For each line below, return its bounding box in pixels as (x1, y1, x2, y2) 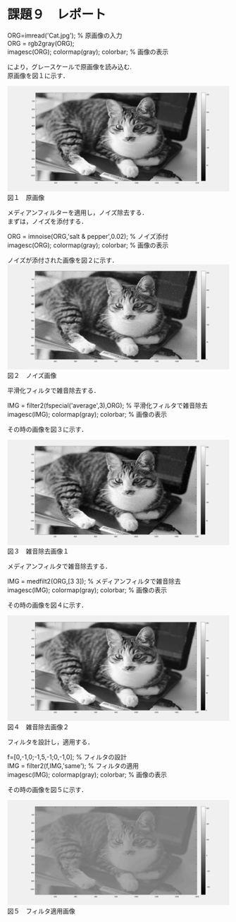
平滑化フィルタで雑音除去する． (7, 386, 100, 395)
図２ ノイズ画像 (7, 372, 57, 380)
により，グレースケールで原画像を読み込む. (7, 62, 132, 71)
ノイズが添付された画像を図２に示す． (7, 256, 118, 265)
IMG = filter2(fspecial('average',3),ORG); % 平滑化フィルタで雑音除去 (7, 401, 208, 410)
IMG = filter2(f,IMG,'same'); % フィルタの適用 (7, 761, 139, 770)
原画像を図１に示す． (7, 71, 69, 80)
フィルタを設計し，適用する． (7, 738, 94, 746)
